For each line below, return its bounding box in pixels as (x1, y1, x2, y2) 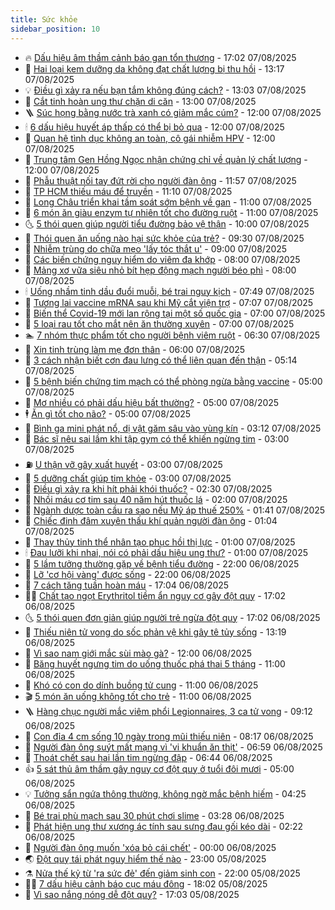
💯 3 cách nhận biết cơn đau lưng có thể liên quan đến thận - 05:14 (24, 354, 298, 366)
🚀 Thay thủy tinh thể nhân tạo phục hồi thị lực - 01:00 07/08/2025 (24, 536, 296, 548)
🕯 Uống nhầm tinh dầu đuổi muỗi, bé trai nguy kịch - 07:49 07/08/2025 (24, 285, 315, 297)
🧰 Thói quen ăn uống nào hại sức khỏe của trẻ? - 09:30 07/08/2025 (24, 232, 305, 244)
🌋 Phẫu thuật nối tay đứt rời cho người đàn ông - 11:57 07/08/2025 (24, 174, 297, 186)
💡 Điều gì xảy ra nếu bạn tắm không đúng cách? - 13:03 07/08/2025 (24, 84, 307, 96)
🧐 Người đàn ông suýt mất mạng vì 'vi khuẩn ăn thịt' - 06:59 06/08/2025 (24, 741, 323, 753)
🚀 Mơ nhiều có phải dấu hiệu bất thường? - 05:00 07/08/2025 (24, 396, 280, 408)
